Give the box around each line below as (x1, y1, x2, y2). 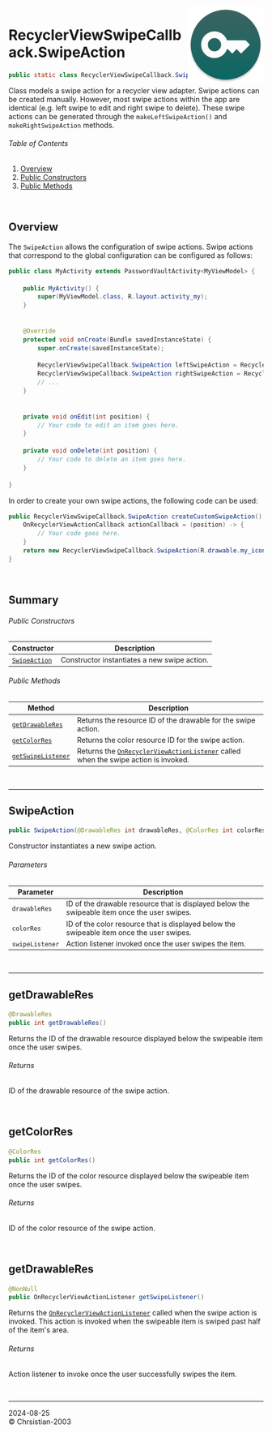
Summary (8, 594, 59, 607)
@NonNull (8, 1285, 38, 1293)
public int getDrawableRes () (8, 1019, 107, 1027)
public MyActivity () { (23, 284, 100, 293)
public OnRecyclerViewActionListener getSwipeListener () (8, 1294, 205, 1302)
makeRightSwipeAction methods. (8, 120, 115, 130)
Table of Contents (8, 139, 69, 148)
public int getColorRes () (8, 1156, 96, 1165)
